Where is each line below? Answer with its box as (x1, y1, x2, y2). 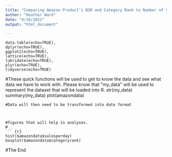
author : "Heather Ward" (5, 12, 56, 17)
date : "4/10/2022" (5, 17, 45, 22)
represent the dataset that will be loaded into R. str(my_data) (5, 87, 133, 93)
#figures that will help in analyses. (5, 120, 88, 125)
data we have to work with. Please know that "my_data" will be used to (5, 81, 155, 87)
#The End (5, 147, 26, 153)
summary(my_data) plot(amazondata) (5, 93, 84, 99)
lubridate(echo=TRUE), (5, 58, 54, 63)
